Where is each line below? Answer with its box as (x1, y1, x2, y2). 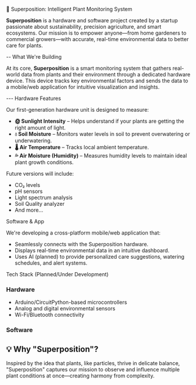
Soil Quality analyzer (14, 200, 65, 207)
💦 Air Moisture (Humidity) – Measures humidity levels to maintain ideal (14, 152, 187, 159)
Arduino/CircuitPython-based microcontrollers (14, 299, 128, 306)
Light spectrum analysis (14, 194, 73, 201)
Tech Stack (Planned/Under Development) (6, 271, 109, 277)
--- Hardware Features (6, 95, 61, 102)
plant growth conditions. (14, 159, 74, 166)
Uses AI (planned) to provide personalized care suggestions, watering (14, 253, 185, 260)
